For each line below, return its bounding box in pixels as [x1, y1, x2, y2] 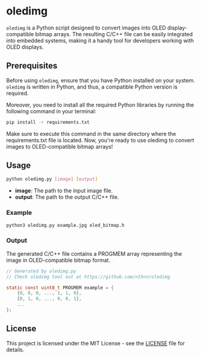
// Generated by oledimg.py [6, 268, 77, 274]
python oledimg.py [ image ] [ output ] [6, 176, 98, 182]
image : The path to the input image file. [14, 187, 113, 194]
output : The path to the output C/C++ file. [14, 194, 119, 201]
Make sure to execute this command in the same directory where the [6, 130, 176, 137]
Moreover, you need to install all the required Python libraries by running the [6, 101, 194, 108]
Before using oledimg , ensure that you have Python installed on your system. [6, 76, 196, 84]
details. [6, 346, 25, 353]
